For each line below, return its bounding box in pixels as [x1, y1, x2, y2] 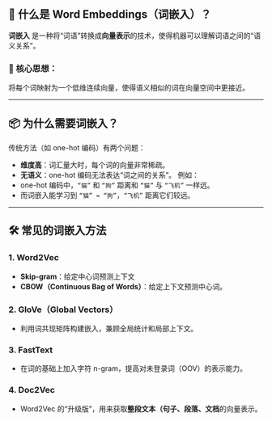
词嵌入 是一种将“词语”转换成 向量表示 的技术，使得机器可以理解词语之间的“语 [8, 31, 261, 40]
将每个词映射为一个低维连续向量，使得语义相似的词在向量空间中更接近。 [8, 83, 249, 93]
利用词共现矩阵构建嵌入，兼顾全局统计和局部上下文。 [19, 323, 198, 333]
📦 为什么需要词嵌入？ [8, 116, 119, 130]
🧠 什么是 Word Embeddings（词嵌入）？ [8, 7, 212, 22]
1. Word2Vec [8, 252, 59, 263]
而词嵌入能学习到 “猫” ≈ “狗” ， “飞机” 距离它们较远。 [19, 190, 195, 200]
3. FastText [8, 344, 53, 356]
